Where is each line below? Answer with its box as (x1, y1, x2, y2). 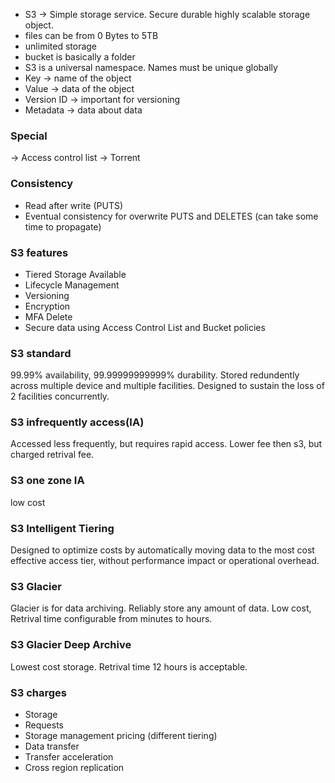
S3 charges (10, 685, 67, 699)
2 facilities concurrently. (10, 390, 110, 403)
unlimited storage (24, 40, 98, 52)
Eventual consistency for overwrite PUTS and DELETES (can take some (24, 210, 319, 222)
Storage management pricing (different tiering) (24, 729, 218, 741)
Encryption (24, 300, 71, 312)
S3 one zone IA (10, 474, 85, 488)
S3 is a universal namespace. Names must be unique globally (24, 62, 278, 73)
